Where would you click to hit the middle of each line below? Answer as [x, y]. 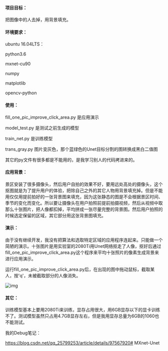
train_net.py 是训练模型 [29, 138]
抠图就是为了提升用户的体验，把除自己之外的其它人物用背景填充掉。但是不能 [84, 190]
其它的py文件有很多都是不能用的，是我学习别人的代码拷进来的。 [71, 160]
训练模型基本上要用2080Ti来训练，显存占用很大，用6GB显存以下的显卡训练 [83, 310]
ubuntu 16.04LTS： [25, 44]
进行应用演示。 [20, 259]
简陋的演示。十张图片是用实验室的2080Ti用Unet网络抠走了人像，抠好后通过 [83, 246]
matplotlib [15, 83]
